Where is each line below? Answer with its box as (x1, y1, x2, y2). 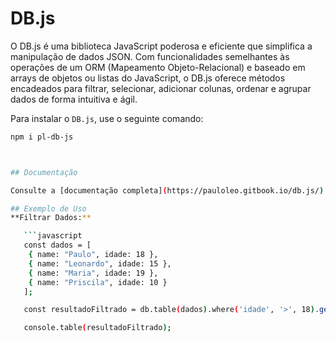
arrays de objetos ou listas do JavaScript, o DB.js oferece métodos (10, 72, 286, 84)
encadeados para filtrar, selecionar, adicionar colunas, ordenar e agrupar (10, 82, 312, 94)
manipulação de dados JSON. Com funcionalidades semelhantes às (10, 50, 290, 62)
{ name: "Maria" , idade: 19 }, (28, 268, 159, 278)
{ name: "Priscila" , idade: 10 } (28, 277, 168, 287)
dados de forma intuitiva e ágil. (10, 93, 138, 105)
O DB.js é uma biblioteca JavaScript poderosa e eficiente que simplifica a (10, 40, 313, 52)
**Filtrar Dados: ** (10, 213, 92, 223)
